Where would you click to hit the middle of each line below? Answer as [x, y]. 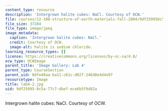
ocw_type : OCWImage [25, 61]
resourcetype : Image [27, 79]
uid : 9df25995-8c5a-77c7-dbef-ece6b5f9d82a [51, 89]
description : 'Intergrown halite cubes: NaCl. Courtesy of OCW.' [74, 14]
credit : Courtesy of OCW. [37, 42]
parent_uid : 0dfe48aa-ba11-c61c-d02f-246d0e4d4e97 [59, 75]
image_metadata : [22, 33]
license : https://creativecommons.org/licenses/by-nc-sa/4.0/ [71, 56]
